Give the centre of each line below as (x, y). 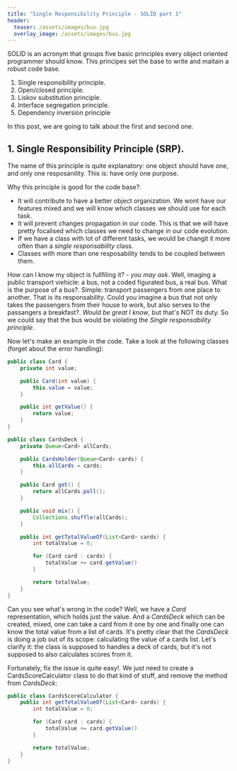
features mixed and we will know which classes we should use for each (122, 208)
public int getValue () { (57, 407)
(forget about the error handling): (56, 349)
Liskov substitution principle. (59, 98)
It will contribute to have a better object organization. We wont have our (122, 201)
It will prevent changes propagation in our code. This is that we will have (123, 223)
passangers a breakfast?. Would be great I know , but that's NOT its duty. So (118, 313)
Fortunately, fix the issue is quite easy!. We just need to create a (100, 668)
